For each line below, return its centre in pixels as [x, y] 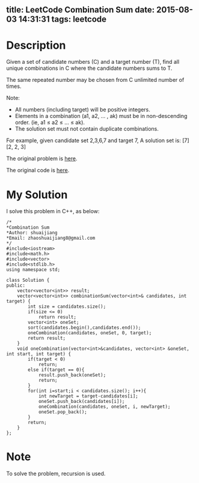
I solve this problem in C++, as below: [53, 211]
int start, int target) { [38, 354]
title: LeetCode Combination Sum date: [81, 10]
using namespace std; [33, 270]
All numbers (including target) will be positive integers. [82, 110]
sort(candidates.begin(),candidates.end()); [84, 328]
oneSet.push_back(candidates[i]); [81, 402]
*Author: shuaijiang [32, 233]
